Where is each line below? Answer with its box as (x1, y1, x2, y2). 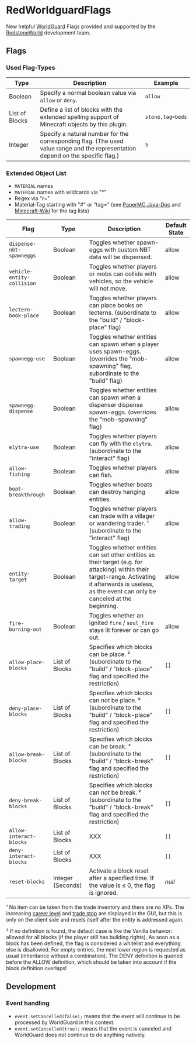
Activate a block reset (89, 867, 149, 875)
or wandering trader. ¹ (89, 519, 149, 527)
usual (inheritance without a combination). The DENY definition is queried (6, 952, 183, 959)
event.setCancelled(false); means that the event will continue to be (14, 1012, 180, 1019)
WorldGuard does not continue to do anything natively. (14, 1031, 146, 1038)
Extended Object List (6, 169, 67, 177)
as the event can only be (89, 587, 156, 595)
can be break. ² (89, 742, 131, 750)
